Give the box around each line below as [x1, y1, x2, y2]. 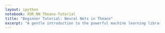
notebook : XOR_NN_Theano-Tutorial [5, 12, 76, 16]
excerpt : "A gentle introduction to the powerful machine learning [5, 20, 146, 26]
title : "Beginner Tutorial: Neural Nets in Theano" [5, 16, 113, 21]
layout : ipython [5, 7, 38, 12]
